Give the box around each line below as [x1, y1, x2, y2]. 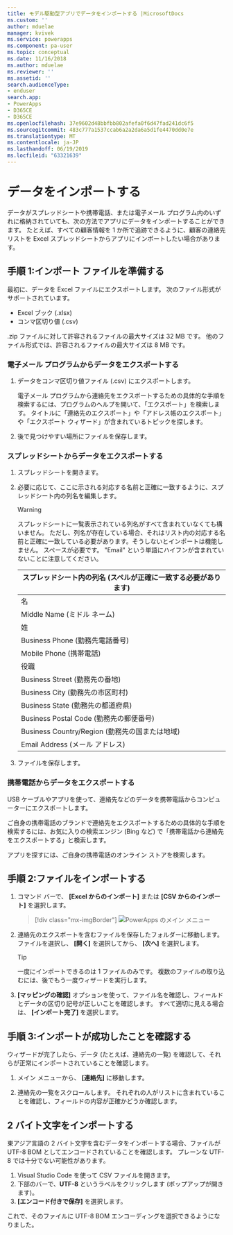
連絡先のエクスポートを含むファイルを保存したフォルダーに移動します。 [17, 930, 223, 939]
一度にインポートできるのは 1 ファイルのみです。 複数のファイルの [17, 967, 207, 976]
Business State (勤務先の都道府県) [20, 701, 132, 710]
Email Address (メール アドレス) [20, 740, 126, 749]
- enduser [7, 87, 36, 94]
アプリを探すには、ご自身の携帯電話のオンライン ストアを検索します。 [7, 851, 209, 859]
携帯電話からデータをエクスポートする [7, 778, 135, 787]
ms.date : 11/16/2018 [7, 56, 67, 62]
